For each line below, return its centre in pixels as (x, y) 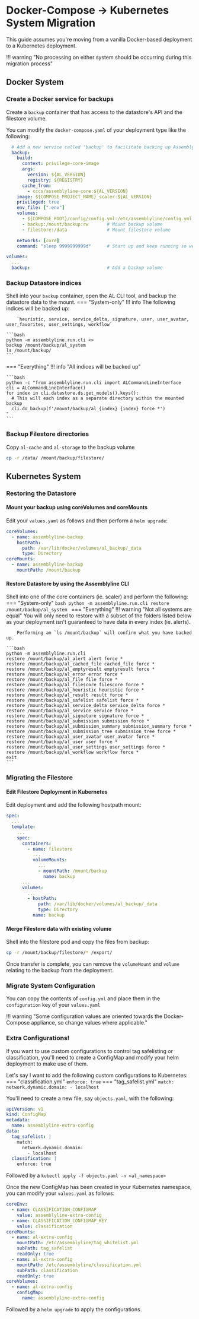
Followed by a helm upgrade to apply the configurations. (74, 1309)
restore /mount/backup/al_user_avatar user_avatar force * (81, 737)
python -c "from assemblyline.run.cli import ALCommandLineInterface (94, 383)
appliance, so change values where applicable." (89, 1023)
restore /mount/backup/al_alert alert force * (65, 659)
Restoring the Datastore (41, 493)
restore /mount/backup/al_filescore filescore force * (75, 685)
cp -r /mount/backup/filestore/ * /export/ (59, 953)
